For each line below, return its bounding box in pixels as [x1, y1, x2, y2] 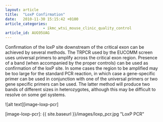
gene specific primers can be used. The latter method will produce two [5, 81, 150, 87]
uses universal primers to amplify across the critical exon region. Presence [5, 55, 158, 60]
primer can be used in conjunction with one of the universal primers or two [5, 76, 158, 82]
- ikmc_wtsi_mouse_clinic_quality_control [43, 26, 132, 31]
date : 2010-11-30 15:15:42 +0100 [5, 16, 79, 21]
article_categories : [5, 21, 48, 26]
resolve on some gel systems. [5, 92, 66, 98]
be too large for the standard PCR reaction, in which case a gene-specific [5, 71, 156, 76]
